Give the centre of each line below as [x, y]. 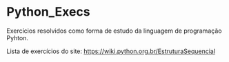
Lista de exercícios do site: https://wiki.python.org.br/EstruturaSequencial [111, 51]
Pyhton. [18, 37]
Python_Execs [48, 12]
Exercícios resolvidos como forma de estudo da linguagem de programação [114, 31]
